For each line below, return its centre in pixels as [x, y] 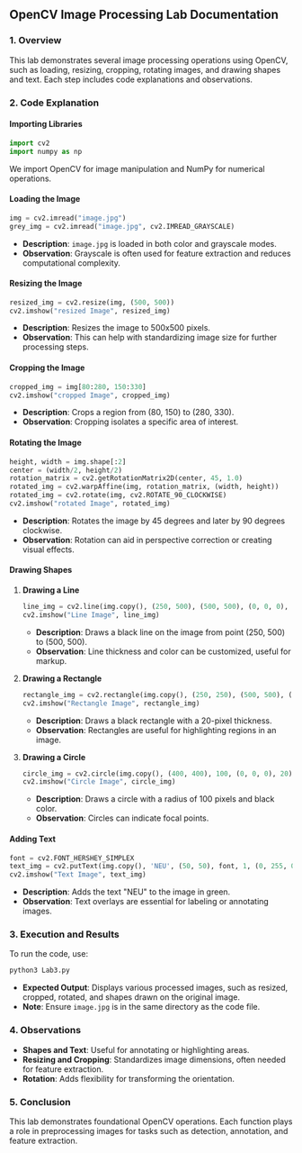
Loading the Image [45, 199]
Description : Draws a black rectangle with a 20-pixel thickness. [154, 721]
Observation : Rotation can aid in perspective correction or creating [147, 540]
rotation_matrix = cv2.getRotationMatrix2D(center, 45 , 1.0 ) [126, 478]
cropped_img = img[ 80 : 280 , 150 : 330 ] [78, 386]
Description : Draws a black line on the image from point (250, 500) [160, 632]
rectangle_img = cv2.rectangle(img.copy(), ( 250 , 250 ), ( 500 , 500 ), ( [157, 695]
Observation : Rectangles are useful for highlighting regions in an [156, 730]
